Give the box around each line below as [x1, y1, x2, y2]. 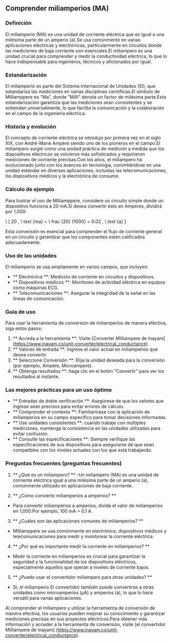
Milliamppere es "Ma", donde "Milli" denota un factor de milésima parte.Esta [5, 93, 166, 100]
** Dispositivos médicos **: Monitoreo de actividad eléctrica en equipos [12, 279, 165, 285]
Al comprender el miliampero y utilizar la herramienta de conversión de [5, 604, 156, 611]
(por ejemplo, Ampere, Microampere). [12, 363, 93, 369]
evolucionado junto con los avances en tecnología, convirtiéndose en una [5, 162, 161, 168]
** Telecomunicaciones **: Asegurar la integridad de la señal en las [12, 290, 156, 296]
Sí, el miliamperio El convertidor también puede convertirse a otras [12, 584, 154, 590]
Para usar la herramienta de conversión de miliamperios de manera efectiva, [5, 320, 167, 326]
